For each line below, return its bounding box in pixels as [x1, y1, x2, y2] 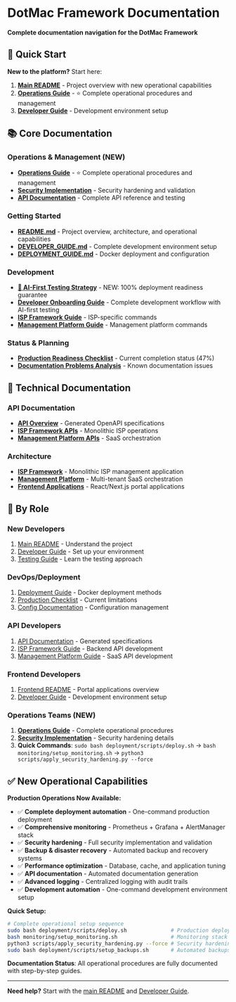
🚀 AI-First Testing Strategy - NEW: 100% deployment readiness [17, 283, 204, 292]
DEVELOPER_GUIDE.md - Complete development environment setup [17, 242, 218, 250]
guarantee [17, 290, 48, 300]
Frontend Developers [7, 669, 81, 679]
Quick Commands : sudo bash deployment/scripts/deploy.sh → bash [17, 741, 216, 750]
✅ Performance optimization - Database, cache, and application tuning [17, 861, 226, 870]
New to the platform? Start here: [7, 67, 103, 75]
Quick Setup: [7, 907, 46, 915]
